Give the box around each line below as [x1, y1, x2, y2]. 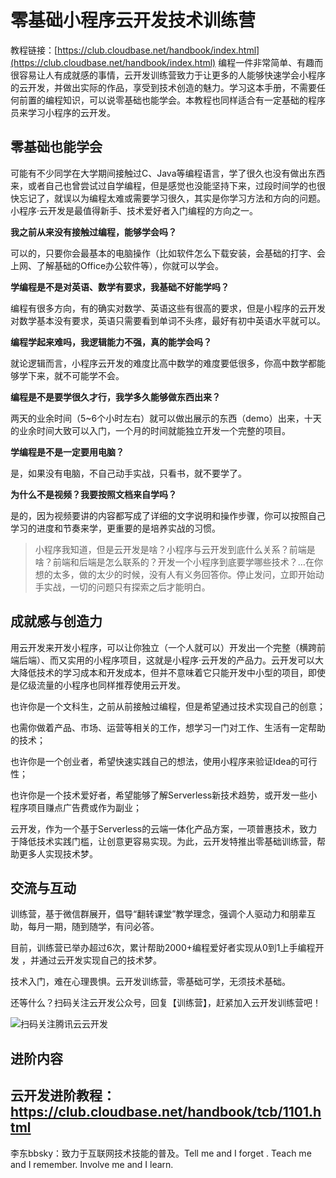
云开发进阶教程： [10, 1087, 116, 1105]
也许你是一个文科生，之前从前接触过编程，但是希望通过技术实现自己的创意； [10, 700, 326, 712]
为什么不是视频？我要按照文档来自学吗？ [10, 488, 177, 500]
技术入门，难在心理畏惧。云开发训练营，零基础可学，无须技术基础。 [10, 976, 291, 988]
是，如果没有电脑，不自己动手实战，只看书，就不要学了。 [10, 467, 247, 479]
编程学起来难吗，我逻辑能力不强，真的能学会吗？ [10, 336, 212, 348]
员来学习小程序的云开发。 [10, 106, 116, 118]
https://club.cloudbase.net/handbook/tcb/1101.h [10, 1104, 322, 1121]
